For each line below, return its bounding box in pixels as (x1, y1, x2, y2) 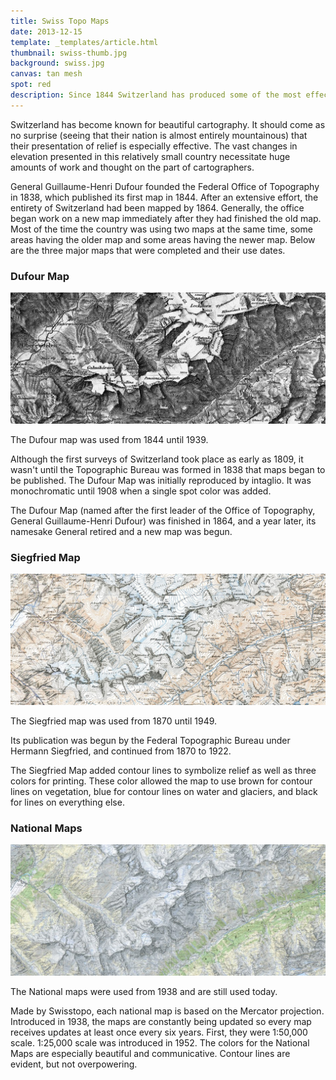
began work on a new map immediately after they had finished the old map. (10, 212, 322, 224)
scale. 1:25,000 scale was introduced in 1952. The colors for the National (10, 1036, 310, 1049)
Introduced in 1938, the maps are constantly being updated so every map (10, 1015, 312, 1027)
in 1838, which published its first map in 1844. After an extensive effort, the (10, 191, 319, 203)
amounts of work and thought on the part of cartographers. (10, 161, 255, 173)
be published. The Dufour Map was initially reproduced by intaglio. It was (10, 474, 312, 486)
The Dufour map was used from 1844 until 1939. (10, 433, 209, 445)
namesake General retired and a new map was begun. (10, 525, 233, 537)
